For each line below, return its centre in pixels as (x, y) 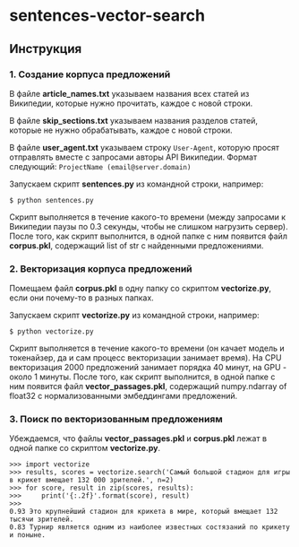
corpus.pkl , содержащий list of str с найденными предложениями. (137, 245)
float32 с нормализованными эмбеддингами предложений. (124, 396)
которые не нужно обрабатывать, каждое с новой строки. (121, 130)
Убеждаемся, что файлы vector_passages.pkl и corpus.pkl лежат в (138, 438)
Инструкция (46, 49)
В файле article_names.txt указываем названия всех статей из (129, 93)
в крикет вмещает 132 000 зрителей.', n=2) (92, 481)
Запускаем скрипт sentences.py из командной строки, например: (137, 184)
